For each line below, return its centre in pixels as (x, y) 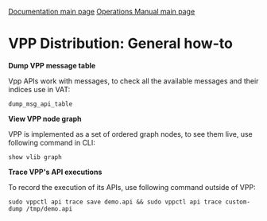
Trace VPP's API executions (55, 172)
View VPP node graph (45, 118)
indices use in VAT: (39, 89)
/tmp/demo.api (49, 209)
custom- (238, 202)
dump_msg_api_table (41, 104)
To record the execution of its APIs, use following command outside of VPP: (132, 187)
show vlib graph (35, 157)
